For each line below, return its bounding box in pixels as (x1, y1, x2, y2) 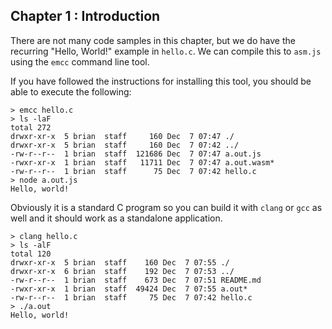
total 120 (10, 249, 52, 259)
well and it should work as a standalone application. (10, 212, 223, 224)
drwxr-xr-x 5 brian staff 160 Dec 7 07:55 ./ (10, 257, 230, 268)
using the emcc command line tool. (10, 55, 150, 68)
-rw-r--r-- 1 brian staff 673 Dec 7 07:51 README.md (10, 275, 262, 285)
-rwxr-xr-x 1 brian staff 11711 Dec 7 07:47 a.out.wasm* (10, 157, 275, 168)
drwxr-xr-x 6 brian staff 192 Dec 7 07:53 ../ (10, 266, 235, 276)
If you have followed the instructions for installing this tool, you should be (10, 75, 312, 87)
